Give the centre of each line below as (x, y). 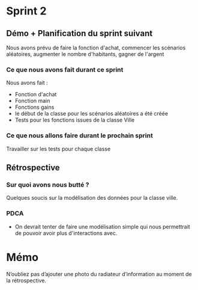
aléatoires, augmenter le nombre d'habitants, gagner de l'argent (85, 54)
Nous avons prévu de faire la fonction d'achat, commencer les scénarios (96, 48)
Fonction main (32, 101)
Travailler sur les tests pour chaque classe (58, 149)
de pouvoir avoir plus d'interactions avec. (66, 233)
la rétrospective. (26, 280)
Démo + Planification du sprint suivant (79, 33)
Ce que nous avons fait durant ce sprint (65, 69)
